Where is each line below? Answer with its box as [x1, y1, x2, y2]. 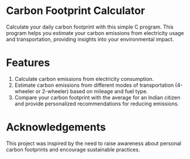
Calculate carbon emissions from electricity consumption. [14, 75, 154, 82]
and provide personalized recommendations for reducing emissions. [14, 100, 179, 107]
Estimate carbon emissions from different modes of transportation [14, 82, 174, 89]
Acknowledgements [6, 121, 106, 134]
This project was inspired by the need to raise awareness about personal [6, 140, 181, 147]
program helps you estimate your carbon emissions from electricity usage [6, 29, 184, 36]
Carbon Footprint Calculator [6, 4, 145, 17]
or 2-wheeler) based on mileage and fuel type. [35, 87, 148, 94]
